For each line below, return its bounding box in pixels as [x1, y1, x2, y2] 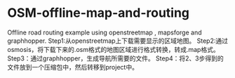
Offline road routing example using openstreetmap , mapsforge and [7, 28, 202, 37]
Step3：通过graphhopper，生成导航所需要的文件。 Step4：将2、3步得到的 [7, 54, 224, 63]
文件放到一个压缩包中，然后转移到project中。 [7, 63, 139, 71]
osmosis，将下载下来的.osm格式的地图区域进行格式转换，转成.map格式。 [7, 45, 220, 53]
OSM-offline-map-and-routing [7, 5, 190, 21]
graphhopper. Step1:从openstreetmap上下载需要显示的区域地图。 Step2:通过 [7, 37, 229, 45]
